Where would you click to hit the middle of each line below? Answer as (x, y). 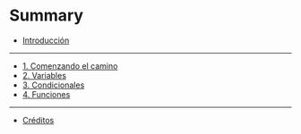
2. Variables (44, 75)
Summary (46, 16)
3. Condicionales (53, 85)
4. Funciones (46, 94)
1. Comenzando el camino (70, 66)
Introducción (46, 40)
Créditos (38, 120)
